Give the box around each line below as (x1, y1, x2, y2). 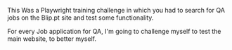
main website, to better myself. (7, 35, 97, 43)
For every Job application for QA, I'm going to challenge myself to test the (7, 27, 221, 35)
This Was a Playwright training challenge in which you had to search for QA (7, 6, 225, 14)
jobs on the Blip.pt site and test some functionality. (7, 13, 154, 22)
